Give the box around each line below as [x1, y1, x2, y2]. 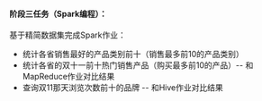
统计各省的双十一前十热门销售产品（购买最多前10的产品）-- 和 [22, 60, 254, 71]
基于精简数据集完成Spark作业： [9, 29, 126, 40]
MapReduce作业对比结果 [22, 72, 115, 82]
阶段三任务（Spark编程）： [9, 8, 108, 19]
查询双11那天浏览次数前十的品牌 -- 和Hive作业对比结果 [22, 82, 223, 93]
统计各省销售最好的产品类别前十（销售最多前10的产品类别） [22, 49, 245, 60]
